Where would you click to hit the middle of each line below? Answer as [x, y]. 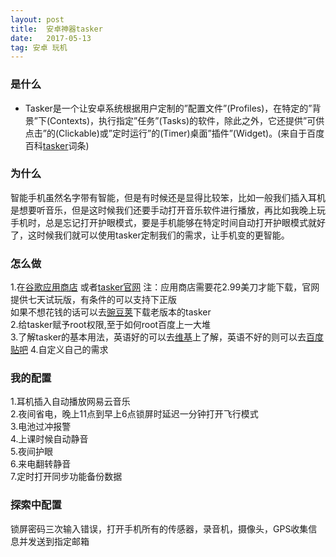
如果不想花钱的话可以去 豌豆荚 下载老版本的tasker [111, 312]
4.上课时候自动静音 [49, 439]
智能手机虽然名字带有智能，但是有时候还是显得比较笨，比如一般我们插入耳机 [168, 197]
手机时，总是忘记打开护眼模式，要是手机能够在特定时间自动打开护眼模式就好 [168, 222]
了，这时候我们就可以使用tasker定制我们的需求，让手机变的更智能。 [150, 235]
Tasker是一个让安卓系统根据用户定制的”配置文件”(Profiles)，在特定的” [168, 108]
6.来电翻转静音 [41, 464]
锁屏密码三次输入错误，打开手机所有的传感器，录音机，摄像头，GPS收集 [159, 528]
